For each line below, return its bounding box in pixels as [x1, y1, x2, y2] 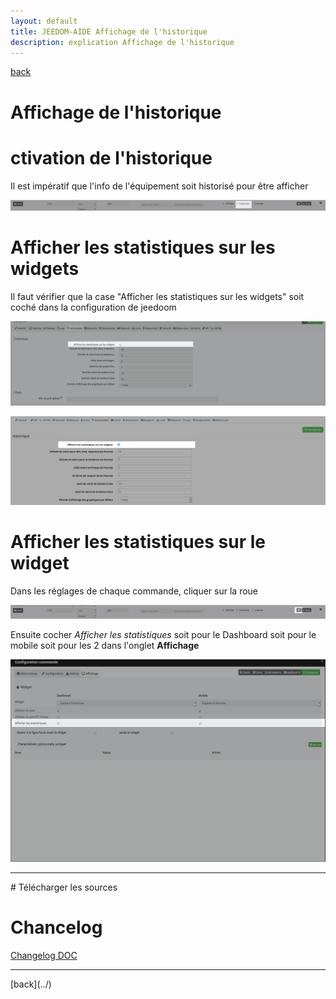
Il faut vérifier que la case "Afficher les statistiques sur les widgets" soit [10, 291, 305, 303]
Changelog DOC [10, 950, 78, 962]
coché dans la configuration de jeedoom [10, 301, 177, 314]
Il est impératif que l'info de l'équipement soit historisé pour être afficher [10, 180, 309, 192]
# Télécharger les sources [10, 881, 118, 894]
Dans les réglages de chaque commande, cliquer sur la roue [10, 585, 259, 597]
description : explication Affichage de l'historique [10, 37, 235, 47]
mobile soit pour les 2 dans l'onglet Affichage [10, 639, 200, 651]
